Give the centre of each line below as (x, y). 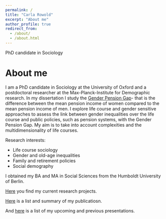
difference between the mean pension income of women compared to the (82, 103)
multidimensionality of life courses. (42, 130)
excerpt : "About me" (27, 19)
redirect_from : (21, 29)
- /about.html (25, 39)
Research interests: (25, 140)
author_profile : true (28, 24)
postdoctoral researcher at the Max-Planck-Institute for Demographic (78, 92)
